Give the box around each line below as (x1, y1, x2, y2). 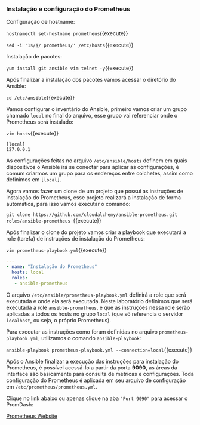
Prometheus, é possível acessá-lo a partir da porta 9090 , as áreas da (6, 364, 177, 371)
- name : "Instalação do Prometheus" (6, 264, 97, 270)
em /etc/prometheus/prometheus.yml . (6, 383, 97, 390)
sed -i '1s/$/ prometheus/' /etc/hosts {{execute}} (6, 41, 134, 49)
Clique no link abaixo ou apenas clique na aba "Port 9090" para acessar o (6, 395, 188, 402)
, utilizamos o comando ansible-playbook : (38, 334, 141, 341)
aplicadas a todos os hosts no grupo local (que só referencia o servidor (6, 310, 184, 318)
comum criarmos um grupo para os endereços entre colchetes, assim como (6, 170, 193, 177)
